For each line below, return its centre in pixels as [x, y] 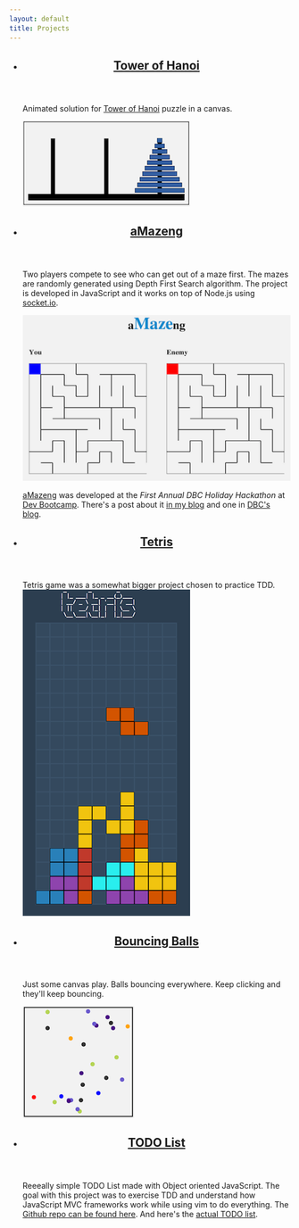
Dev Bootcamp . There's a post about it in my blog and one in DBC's [146, 505]
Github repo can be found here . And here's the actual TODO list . [140, 1215]
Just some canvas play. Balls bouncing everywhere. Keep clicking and [151, 984]
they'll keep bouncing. [63, 993]
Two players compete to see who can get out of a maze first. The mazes [155, 274]
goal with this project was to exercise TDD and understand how [139, 1195]
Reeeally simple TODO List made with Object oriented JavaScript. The [151, 1186]
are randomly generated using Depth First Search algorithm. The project [155, 284]
